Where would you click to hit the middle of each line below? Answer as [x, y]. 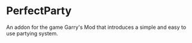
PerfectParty [39, 11]
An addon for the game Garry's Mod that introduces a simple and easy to [96, 27]
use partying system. [32, 33]
